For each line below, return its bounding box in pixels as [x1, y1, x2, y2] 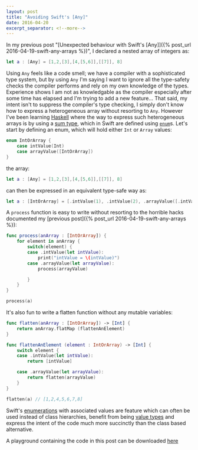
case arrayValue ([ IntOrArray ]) [16, 148, 94, 154]
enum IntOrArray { [6, 138, 51, 144]
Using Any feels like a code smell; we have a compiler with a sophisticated [6, 70, 186, 77]
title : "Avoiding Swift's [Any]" [6, 14, 88, 20]
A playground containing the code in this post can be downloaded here [6, 437, 179, 444]
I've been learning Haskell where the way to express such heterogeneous [6, 113, 184, 121]
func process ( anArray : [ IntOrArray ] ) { [6, 233, 107, 239]
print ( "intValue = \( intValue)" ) [37, 255, 120, 260]
